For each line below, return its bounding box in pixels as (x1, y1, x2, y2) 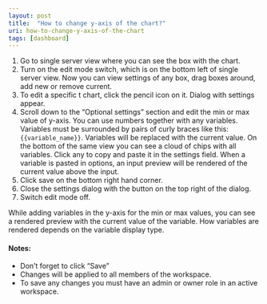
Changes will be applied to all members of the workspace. (19, 270, 212, 279)
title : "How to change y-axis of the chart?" (8, 19, 166, 27)
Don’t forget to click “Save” (19, 261, 110, 271)
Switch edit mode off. (19, 193, 90, 202)
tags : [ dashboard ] (8, 34, 70, 43)
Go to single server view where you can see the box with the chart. (19, 56, 241, 66)
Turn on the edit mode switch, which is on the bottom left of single (19, 65, 238, 75)
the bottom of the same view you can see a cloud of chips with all (19, 141, 237, 151)
